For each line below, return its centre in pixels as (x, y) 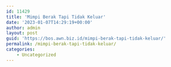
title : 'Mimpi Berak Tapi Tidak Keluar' (56, 17)
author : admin (23, 28)
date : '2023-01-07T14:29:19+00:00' (49, 22)
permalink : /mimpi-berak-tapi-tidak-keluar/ (61, 44)
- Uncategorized (37, 55)
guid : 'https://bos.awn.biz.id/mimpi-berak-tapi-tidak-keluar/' (86, 38)
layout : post (22, 33)
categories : (20, 50)
